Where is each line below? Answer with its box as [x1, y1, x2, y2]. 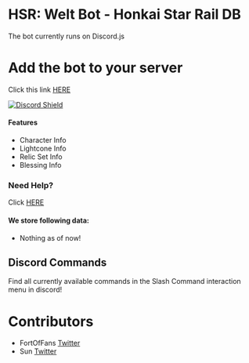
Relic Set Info [19, 152, 63, 162]
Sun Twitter [19, 347, 57, 356]
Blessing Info [19, 161, 62, 170]
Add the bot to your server [8, 59, 183, 77]
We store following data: [8, 216, 90, 225]
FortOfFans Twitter [19, 339, 81, 348]
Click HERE [8, 198, 45, 207]
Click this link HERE [8, 85, 71, 94]
